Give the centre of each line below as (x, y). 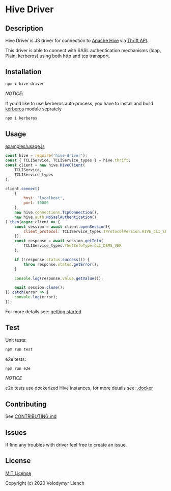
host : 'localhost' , (44, 198)
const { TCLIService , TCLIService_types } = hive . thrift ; (68, 160)
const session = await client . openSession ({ (62, 227)
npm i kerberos (21, 118)
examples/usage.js (25, 146)
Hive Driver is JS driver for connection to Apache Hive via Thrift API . (77, 40)
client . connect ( (22, 189)
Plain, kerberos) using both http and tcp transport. (58, 56)
